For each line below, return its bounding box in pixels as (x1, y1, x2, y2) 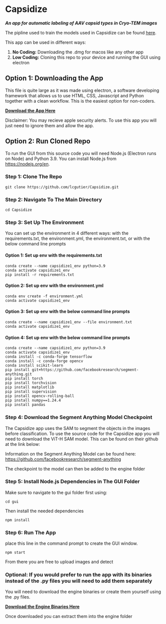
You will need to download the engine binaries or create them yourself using (5, 589, 162, 595)
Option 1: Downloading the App (5, 74, 103, 83)
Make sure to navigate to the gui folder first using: (5, 489, 107, 495)
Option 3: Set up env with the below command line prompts (5, 308, 130, 315)
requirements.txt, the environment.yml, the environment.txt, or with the (5, 235, 150, 241)
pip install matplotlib (5, 385, 55, 390)
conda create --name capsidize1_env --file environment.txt (5, 320, 133, 325)
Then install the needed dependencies (5, 508, 84, 514)
